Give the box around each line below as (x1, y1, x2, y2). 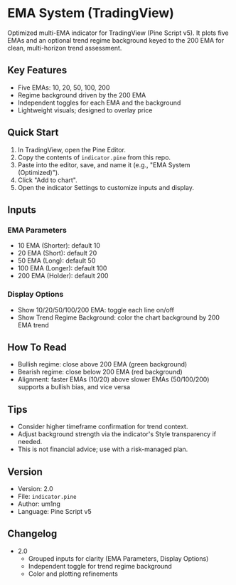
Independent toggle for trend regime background (28, 562, 172, 570)
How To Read (7, 341, 68, 353)
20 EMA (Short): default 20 (17, 249, 97, 258)
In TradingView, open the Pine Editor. (17, 145, 126, 154)
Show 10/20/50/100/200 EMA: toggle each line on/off (17, 305, 174, 314)
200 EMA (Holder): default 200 (17, 272, 109, 280)
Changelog (7, 528, 58, 540)
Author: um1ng (17, 500, 60, 508)
